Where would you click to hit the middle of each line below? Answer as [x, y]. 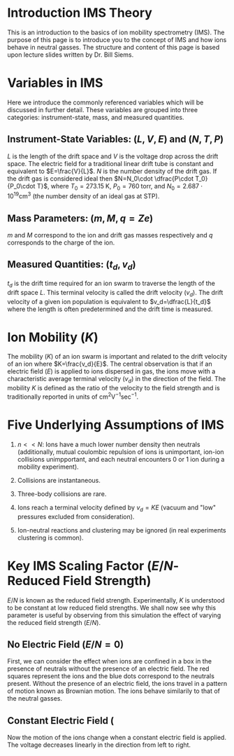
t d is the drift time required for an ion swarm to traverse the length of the [111, 284]
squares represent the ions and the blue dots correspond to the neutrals [111, 676]
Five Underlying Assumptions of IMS [116, 425]
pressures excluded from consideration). [76, 516]
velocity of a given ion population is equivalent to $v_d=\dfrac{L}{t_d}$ [109, 301]
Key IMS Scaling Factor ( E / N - [93, 566]
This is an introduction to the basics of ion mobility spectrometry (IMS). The [116, 32]
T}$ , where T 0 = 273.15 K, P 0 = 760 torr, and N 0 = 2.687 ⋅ [120, 187]
